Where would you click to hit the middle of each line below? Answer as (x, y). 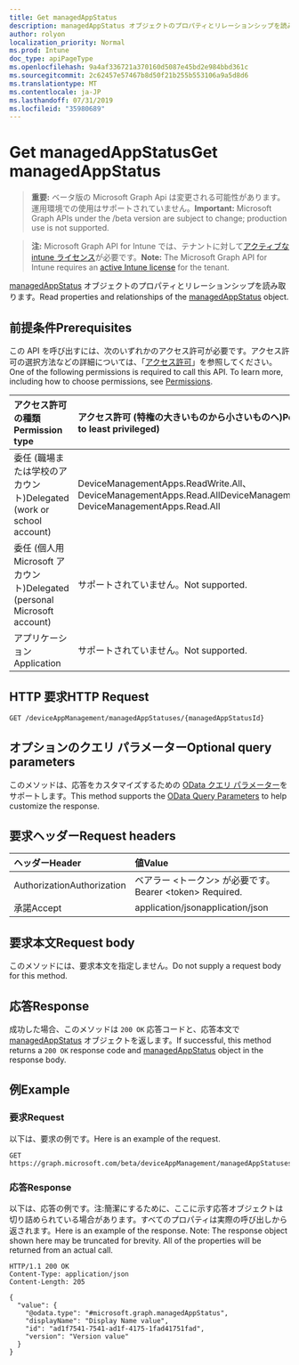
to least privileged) (119, 429)
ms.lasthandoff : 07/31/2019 (61, 100)
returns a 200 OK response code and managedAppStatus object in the (137, 1051)
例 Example (40, 1090)
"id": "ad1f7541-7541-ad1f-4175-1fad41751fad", (115, 1329)
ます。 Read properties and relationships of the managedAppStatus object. (153, 297)
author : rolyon (37, 34)
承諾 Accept (38, 908)
